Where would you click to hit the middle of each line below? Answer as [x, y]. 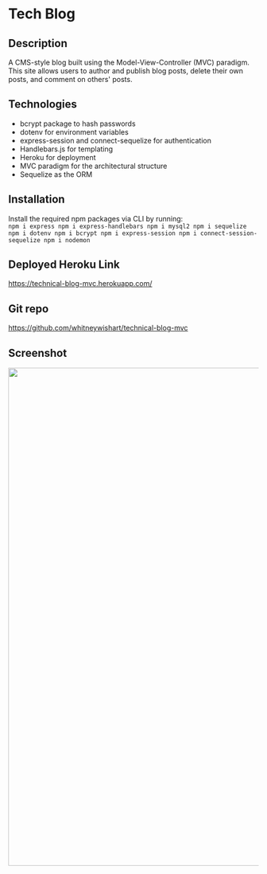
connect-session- [229, 233]
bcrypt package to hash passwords [78, 123]
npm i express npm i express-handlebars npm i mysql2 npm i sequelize [128, 226]
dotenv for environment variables [74, 131]
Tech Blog [42, 14]
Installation [37, 200]
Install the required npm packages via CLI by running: [96, 218]
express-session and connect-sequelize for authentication [116, 140]
